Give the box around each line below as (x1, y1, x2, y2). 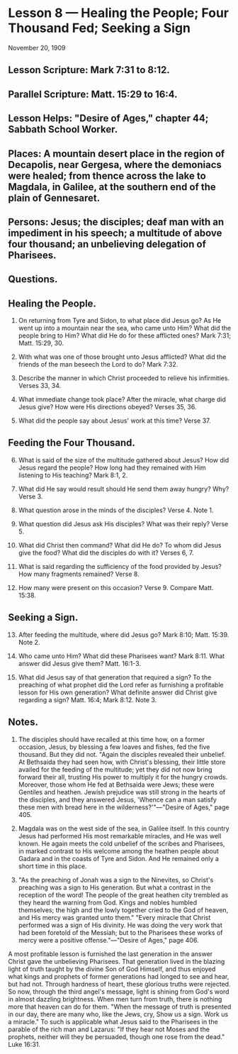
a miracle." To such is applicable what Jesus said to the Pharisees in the (8, 1017, 218, 1026)
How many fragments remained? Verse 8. (18, 570, 140, 578)
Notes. (8, 716, 38, 728)
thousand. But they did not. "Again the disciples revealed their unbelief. (18, 750, 226, 758)
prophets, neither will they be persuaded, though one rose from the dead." (8, 1032, 225, 1041)
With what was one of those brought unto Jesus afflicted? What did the (18, 353, 227, 361)
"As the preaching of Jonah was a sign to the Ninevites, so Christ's (18, 875, 214, 884)
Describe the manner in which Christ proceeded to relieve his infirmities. (18, 374, 229, 382)
